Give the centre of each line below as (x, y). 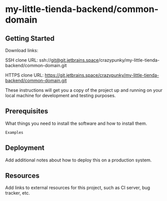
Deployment (25, 148)
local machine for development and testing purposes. (61, 95)
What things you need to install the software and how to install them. (76, 123)
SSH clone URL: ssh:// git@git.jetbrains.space (52, 60)
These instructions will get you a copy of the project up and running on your (84, 90)
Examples (14, 132)
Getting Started (30, 38)
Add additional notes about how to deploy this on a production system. (78, 160)
